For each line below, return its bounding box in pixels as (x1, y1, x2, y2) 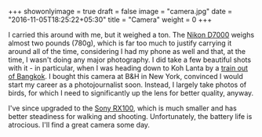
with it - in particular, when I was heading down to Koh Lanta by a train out (8, 63, 249, 73)
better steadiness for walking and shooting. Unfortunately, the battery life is (8, 112, 253, 121)
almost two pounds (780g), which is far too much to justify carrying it (8, 38, 232, 48)
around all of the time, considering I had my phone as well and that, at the (8, 47, 246, 56)
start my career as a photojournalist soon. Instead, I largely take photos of (8, 80, 247, 89)
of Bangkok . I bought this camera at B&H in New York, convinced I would (8, 72, 243, 81)
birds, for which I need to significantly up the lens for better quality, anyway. (8, 88, 254, 97)
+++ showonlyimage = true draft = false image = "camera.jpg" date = (8, 7, 233, 16)
